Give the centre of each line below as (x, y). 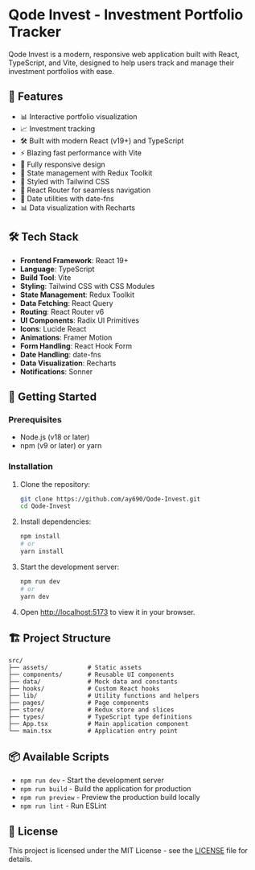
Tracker (35, 32)
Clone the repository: (55, 484)
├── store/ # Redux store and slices (91, 710)
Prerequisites (35, 419)
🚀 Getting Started (53, 396)
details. (21, 859)
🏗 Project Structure (60, 638)
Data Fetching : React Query (67, 303)
